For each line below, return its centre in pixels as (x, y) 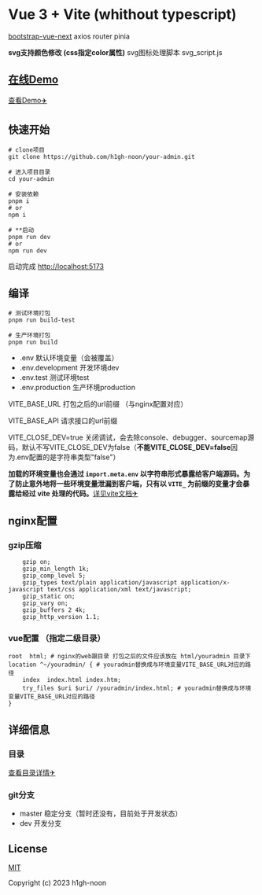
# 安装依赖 (24, 194)
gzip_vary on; (45, 603)
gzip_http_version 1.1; (61, 617)
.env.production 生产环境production (77, 388)
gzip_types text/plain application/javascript (100, 583)
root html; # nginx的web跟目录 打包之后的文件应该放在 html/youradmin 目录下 (130, 657)
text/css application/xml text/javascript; (119, 590)
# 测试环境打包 (30, 313)
